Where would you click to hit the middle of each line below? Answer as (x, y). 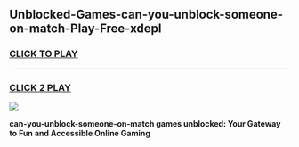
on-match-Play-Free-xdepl (85, 29)
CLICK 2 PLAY (40, 87)
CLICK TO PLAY (44, 54)
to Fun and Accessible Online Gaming (80, 133)
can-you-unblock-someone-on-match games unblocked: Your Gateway (145, 123)
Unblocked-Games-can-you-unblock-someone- (146, 15)
